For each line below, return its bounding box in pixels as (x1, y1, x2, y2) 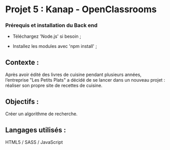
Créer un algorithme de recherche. (5, 111, 78, 117)
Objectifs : (5, 97, 39, 106)
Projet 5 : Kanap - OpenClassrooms (5, 4, 157, 15)
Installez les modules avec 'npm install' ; (12, 43, 97, 49)
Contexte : (5, 58, 39, 67)
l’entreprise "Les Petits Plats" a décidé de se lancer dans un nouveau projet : (5, 77, 165, 83)
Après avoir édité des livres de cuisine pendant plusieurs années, (5, 71, 142, 78)
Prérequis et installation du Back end (5, 22, 98, 29)
